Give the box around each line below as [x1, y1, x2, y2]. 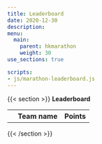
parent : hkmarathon [20, 43, 77, 50]
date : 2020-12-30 [7, 17, 58, 24]
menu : [7, 30, 23, 37]
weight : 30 [20, 50, 52, 57]
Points [64, 111, 86, 121]
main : [13, 37, 30, 44]
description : [7, 23, 45, 30]
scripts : [7, 68, 33, 76]
